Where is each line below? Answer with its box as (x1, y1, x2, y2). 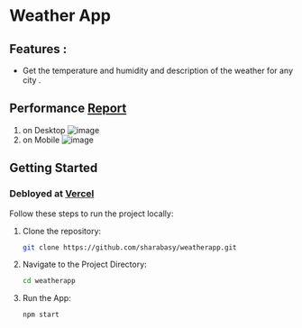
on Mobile (22, 134, 60, 145)
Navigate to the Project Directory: (22, 259, 147, 270)
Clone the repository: (22, 225, 102, 236)
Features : (9, 41, 68, 57)
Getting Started (9, 160, 98, 176)
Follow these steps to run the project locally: (9, 208, 174, 219)
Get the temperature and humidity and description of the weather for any (22, 65, 294, 76)
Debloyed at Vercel (9, 187, 95, 200)
